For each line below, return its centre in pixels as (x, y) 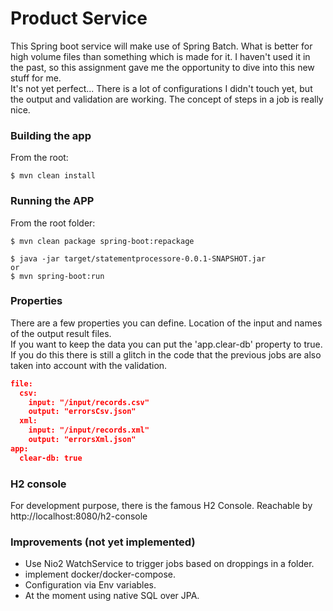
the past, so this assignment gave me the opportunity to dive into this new (162, 67)
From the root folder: (53, 223)
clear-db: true (51, 458)
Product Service (79, 18)
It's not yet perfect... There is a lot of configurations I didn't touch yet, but (161, 88)
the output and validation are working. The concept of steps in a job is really (167, 99)
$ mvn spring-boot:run (57, 276)
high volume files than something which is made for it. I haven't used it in (160, 56)
